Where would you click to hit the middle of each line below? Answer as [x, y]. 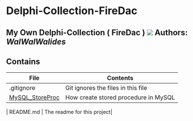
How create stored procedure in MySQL [120, 98]
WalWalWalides [36, 41]
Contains [23, 61]
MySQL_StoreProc [34, 98]
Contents [120, 78]
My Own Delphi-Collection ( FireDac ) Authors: [97, 33]
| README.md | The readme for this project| [59, 112]
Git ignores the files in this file [107, 88]
